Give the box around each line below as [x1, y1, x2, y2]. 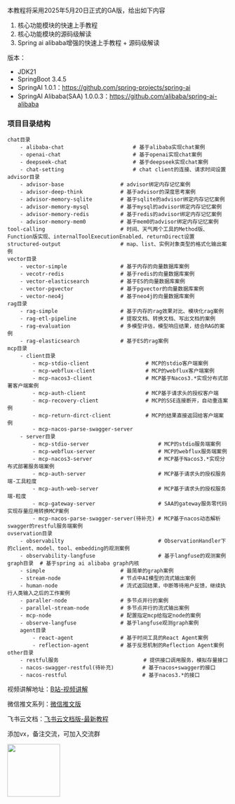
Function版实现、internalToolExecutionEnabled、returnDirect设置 [7, 234, 195, 241]
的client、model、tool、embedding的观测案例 [7, 545, 130, 552]
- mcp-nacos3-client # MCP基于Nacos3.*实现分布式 [32, 375, 223, 382]
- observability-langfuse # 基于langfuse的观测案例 [20, 553, 227, 560]
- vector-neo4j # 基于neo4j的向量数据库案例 [20, 293, 195, 300]
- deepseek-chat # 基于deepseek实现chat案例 [20, 159, 208, 166]
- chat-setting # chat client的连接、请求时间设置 [20, 166, 227, 173]
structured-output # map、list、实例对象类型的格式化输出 [7, 241, 222, 248]
